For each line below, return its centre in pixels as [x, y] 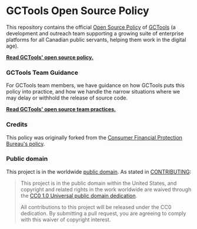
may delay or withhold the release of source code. [67, 98]
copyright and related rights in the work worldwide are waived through [106, 189]
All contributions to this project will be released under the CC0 [96, 207]
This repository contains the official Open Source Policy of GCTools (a [91, 27]
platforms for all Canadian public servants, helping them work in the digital [96, 39]
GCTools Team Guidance [42, 72]
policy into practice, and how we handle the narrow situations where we [93, 92]
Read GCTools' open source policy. [50, 57]
